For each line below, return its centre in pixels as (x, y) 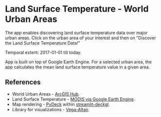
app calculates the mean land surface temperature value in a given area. (78, 67)
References (23, 82)
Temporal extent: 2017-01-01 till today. (43, 52)
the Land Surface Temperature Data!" (43, 43)
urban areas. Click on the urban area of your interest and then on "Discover (81, 38)
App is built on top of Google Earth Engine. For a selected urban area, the (79, 62)
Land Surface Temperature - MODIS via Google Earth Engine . (73, 99)
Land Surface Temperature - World (77, 9)
